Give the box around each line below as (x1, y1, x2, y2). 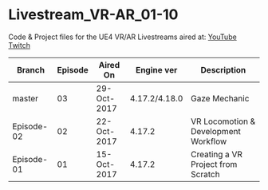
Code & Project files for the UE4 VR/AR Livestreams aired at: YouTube (8, 32, 237, 42)
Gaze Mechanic (191, 93, 250, 104)
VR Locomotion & (191, 116, 256, 127)
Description (200, 64, 246, 75)
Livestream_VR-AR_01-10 (8, 6, 179, 24)
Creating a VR (191, 148, 243, 160)
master (12, 93, 38, 104)
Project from (191, 158, 238, 169)
